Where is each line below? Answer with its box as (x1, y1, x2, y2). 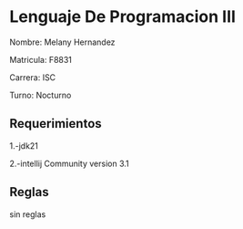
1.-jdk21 (9, 140, 39, 151)
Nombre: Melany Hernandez (9, 36, 116, 47)
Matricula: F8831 (9, 54, 73, 65)
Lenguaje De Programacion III (9, 6, 237, 27)
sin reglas (9, 208, 46, 220)
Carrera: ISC (9, 71, 56, 83)
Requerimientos (9, 116, 102, 131)
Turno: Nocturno (9, 89, 72, 100)
